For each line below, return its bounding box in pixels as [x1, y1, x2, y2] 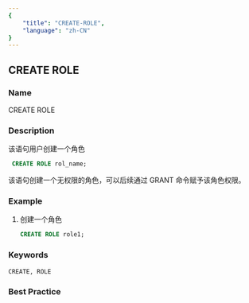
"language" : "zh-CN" [22, 26, 91, 34]
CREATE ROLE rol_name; [11, 160, 88, 168]
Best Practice [8, 286, 61, 297]
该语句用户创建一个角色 [8, 144, 85, 153]
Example [8, 196, 43, 207]
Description [8, 125, 55, 136]
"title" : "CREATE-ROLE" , [22, 19, 105, 27]
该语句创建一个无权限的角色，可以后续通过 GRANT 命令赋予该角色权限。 [8, 176, 246, 185]
